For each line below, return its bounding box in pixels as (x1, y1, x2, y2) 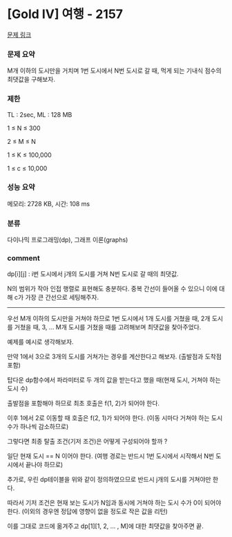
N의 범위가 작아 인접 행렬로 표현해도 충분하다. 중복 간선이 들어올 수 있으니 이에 (7, 284, 217, 293)
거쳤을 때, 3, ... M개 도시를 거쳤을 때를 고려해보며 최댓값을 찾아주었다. (14, 323, 202, 331)
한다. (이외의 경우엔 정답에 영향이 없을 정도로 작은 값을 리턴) (7, 507, 168, 516)
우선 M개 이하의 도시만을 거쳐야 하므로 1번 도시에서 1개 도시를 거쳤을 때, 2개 (7, 314, 211, 322)
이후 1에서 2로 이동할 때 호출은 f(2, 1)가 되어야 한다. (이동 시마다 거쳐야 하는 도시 (7, 414, 223, 422)
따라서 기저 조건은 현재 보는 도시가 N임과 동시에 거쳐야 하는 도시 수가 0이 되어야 (7, 499, 222, 507)
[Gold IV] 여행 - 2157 (7, 6, 123, 22)
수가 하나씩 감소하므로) (7, 423, 69, 431)
